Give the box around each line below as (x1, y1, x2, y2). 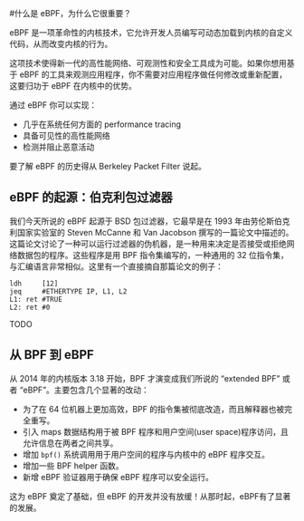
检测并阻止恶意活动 (22, 141, 95, 152)
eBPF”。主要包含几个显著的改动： (23, 384, 149, 395)
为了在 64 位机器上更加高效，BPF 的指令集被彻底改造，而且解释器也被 (22, 403, 285, 414)
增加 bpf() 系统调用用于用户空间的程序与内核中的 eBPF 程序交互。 (22, 449, 270, 459)
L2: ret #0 (9, 303, 51, 312)
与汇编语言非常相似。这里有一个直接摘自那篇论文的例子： (9, 261, 223, 272)
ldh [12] (9, 279, 59, 288)
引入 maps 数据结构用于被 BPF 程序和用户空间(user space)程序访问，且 (22, 426, 290, 437)
